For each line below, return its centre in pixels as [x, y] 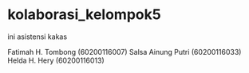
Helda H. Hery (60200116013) [56, 60]
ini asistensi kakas [38, 36]
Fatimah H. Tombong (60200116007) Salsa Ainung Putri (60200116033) [125, 52]
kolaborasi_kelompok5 [84, 15]
